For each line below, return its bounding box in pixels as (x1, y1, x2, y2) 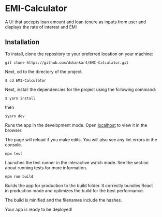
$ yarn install (5, 96, 36, 101)
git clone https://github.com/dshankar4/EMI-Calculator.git (5, 60, 129, 65)
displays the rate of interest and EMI (5, 24, 77, 29)
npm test (5, 151, 23, 156)
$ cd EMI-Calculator (5, 78, 47, 83)
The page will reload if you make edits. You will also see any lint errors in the (5, 136, 157, 143)
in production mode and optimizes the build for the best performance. (5, 188, 144, 193)
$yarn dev (5, 114, 25, 118)
